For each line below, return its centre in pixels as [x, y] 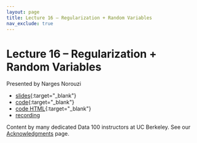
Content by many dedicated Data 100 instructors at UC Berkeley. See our [98, 127]
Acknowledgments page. [38, 134]
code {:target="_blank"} [45, 102]
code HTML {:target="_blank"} [53, 109]
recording [28, 115]
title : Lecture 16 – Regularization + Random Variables [79, 18]
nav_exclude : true [30, 23]
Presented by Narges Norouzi [44, 84]
